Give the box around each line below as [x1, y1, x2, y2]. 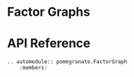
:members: [19, 65, 48, 71]
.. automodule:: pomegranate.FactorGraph [7, 58, 128, 65]
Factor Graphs [7, 4, 91, 20]
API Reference [7, 36, 91, 52]
